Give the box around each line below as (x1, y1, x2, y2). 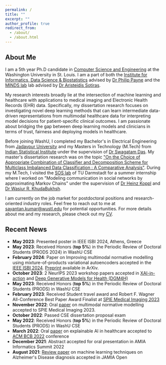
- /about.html (9, 35, 39, 40)
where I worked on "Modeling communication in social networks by (5, 175, 143, 181)
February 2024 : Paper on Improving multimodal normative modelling (12, 254, 154, 260)
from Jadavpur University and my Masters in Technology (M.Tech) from (5, 143, 152, 149)
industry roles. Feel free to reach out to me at (23, 200, 115, 206)
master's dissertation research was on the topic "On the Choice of (5, 154, 140, 160)
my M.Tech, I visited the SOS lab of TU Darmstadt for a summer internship (5, 169, 157, 176)
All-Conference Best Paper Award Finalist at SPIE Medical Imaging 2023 (12, 296, 160, 302)
